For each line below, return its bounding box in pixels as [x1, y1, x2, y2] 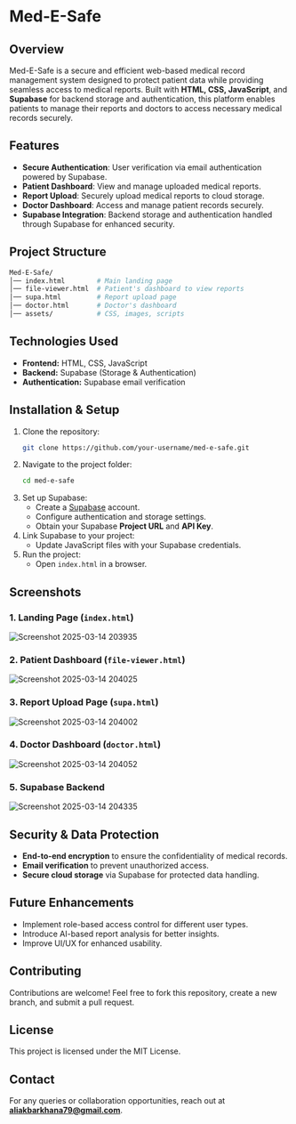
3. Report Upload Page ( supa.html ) [9, 696, 159, 708]
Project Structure [9, 245, 107, 260]
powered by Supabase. [21, 171, 108, 182]
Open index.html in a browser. [35, 559, 148, 570]
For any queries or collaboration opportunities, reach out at [9, 1096, 226, 1106]
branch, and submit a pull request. [9, 997, 135, 1007]
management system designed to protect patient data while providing [9, 75, 264, 85]
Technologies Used [9, 334, 118, 349]
